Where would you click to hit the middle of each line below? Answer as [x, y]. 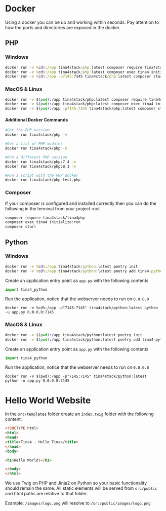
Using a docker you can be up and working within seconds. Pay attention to [82, 22]
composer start [21, 227]
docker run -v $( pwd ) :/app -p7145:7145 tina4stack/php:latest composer [80, 109]
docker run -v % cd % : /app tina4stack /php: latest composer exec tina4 [77, 72]
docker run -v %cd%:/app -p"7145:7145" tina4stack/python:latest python [82, 308]
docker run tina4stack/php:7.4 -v [41, 162]
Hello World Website [48, 400]
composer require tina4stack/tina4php [45, 218]
